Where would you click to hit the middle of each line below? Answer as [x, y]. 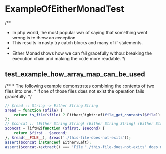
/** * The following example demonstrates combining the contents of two [80, 86]
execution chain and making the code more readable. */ [69, 58]
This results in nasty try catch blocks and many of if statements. [78, 42]
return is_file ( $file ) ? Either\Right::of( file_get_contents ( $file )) [87, 115]
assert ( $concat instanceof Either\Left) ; [48, 142]
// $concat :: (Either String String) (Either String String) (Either [79, 124]
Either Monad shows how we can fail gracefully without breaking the [82, 53]
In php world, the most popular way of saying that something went [80, 32]
